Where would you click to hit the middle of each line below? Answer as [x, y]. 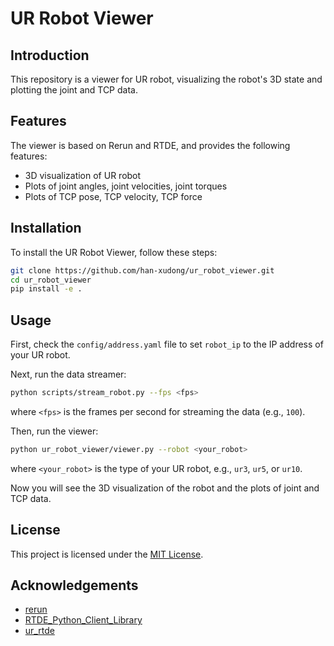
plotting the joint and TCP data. [74, 90]
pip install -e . [46, 289]
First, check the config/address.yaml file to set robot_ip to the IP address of [167, 344]
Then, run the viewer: [54, 431]
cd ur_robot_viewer [51, 280]
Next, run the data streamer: [68, 374]
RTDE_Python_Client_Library [83, 620]
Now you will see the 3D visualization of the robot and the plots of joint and [165, 488]
